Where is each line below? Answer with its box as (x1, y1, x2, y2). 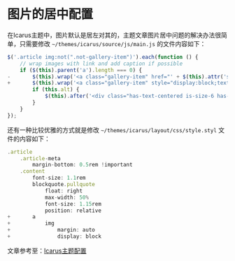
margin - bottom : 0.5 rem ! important (32, 162, 133, 169)
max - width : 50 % (44, 194, 90, 201)
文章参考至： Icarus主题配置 (7, 246, 87, 255)
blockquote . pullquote (32, 181, 96, 188)
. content (20, 168, 45, 175)
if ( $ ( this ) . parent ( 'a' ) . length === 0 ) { (20, 66, 143, 73)
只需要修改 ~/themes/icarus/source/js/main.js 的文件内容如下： (19, 39, 206, 48)
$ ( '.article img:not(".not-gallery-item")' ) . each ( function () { (7, 53, 199, 60)
